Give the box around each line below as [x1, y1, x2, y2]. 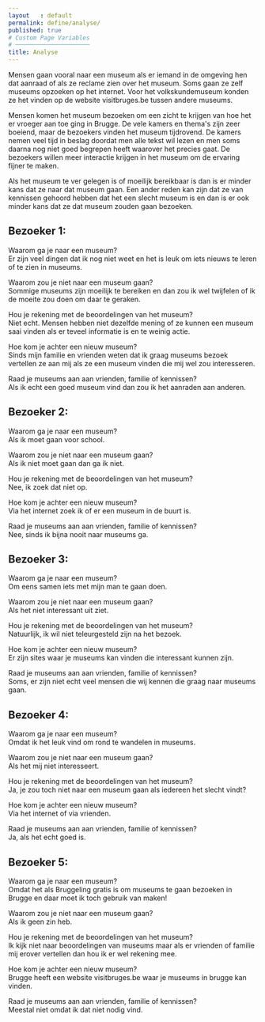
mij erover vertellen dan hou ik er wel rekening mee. [8, 949, 177, 959]
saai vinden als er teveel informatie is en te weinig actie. [8, 326, 191, 336]
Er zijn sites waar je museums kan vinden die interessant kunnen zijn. [8, 653, 234, 663]
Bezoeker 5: [8, 855, 69, 869]
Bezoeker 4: [8, 708, 69, 721]
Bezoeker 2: [8, 405, 69, 419]
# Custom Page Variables [8, 33, 90, 42]
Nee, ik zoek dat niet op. [8, 482, 88, 491]
